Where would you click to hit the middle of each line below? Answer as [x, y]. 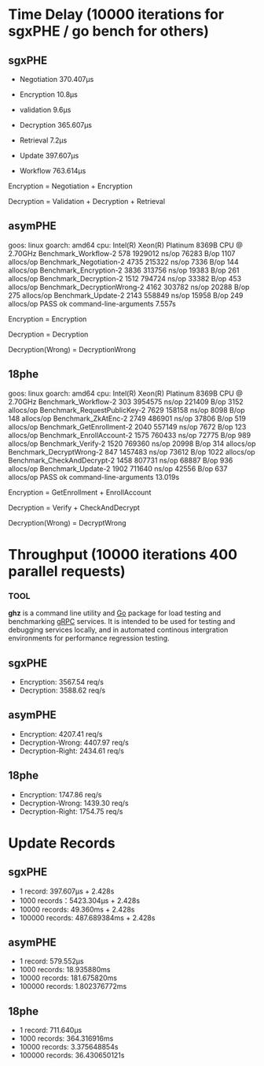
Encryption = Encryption [48, 319]
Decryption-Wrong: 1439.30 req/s [74, 803]
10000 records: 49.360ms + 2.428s [77, 909]
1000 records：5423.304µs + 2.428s [79, 901]
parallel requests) [67, 571]
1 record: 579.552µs [51, 961]
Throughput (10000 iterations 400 [123, 554]
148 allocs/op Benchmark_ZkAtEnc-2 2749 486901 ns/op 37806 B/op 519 [127, 418]
